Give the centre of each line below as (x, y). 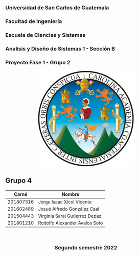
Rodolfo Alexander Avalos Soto (71, 223)
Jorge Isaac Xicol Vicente (65, 202)
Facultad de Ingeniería (34, 21)
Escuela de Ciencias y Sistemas (45, 35)
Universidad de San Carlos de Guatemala (57, 8)
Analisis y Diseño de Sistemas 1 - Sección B (60, 48)
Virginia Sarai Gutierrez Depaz (70, 216)
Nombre (71, 194)
